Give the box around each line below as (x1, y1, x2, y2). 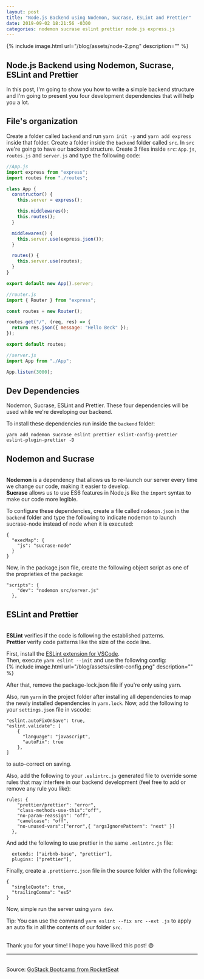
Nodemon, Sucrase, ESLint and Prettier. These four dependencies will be (6, 402, 189, 409)
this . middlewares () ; (17, 208, 69, 215)
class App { (6, 186, 36, 192)
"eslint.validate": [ (6, 723, 61, 729)
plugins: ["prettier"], (12, 856, 72, 862)
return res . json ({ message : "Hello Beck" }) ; (12, 325, 129, 331)
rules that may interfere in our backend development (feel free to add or (6, 778, 186, 786)
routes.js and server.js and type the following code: (6, 151, 141, 159)
